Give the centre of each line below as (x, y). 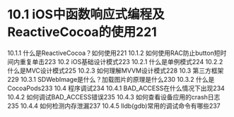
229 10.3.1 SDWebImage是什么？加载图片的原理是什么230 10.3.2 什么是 (111, 79)
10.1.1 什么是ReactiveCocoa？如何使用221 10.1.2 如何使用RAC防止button (111, 53)
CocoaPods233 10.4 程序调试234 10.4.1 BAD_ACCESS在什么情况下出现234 (116, 88)
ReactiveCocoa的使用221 (82, 32)
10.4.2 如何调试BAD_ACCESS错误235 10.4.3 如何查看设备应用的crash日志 (114, 97)
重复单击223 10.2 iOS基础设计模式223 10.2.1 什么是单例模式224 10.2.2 (121, 61)
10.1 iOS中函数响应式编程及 (86, 14)
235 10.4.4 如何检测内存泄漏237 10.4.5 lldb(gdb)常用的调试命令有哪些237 (114, 106)
